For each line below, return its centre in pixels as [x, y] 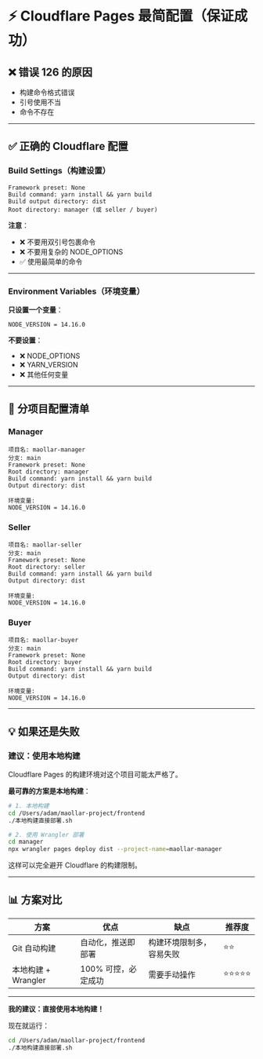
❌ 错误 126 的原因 [50, 72]
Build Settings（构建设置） [59, 171]
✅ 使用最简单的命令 [51, 261]
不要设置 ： [25, 340]
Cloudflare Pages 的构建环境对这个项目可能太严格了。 [95, 774]
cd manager [26, 842]
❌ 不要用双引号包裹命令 [58, 242]
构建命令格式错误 [47, 92]
